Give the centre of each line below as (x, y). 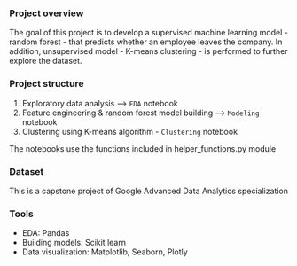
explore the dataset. (46, 61)
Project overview (47, 13)
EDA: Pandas (46, 233)
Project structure (47, 84)
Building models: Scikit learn (74, 243)
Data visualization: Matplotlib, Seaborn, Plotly (105, 252)
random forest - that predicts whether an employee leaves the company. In (146, 42)
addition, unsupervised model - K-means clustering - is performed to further (148, 51)
